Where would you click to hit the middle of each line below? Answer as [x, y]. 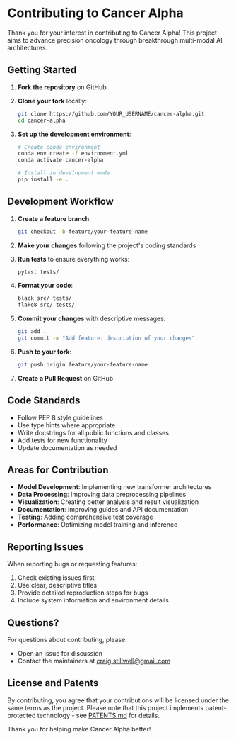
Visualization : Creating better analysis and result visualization [108, 502]
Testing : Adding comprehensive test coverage [85, 517]
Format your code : [45, 286]
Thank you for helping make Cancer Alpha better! [79, 729]
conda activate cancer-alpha [60, 160]
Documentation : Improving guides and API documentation [103, 510]
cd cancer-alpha [41, 120]
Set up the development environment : [74, 134]
